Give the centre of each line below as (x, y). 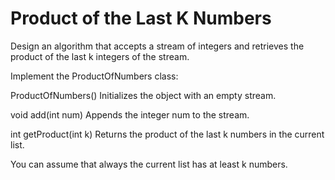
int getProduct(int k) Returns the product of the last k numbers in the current (167, 134)
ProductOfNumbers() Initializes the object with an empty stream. (143, 95)
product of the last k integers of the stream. (100, 56)
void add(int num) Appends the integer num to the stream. (130, 114)
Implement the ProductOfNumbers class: (94, 76)
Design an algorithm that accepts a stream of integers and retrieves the (157, 46)
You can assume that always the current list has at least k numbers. (149, 164)
